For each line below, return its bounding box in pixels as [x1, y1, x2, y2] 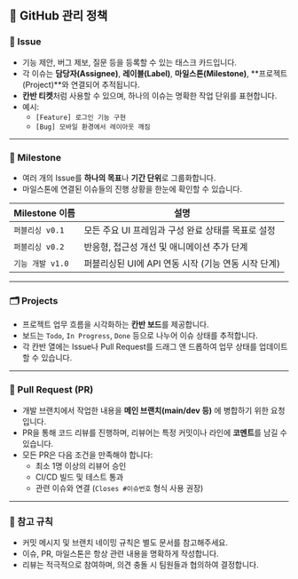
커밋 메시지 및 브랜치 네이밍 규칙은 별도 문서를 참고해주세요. [21, 536, 229, 548]
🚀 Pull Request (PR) [9, 384, 94, 396]
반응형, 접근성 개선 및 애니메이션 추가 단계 [83, 241, 248, 253]
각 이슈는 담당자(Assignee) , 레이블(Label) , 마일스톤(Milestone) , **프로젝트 [21, 67, 288, 78]
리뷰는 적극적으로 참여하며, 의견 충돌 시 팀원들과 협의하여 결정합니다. [21, 559, 259, 570]
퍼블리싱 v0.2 [13, 242, 65, 251]
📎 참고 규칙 [9, 515, 53, 527]
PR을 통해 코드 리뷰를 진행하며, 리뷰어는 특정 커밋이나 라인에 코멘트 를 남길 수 [21, 427, 288, 438]
